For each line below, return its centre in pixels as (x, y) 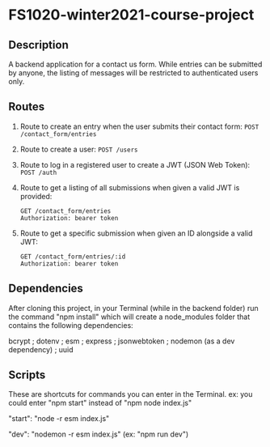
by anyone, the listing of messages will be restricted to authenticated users (133, 73)
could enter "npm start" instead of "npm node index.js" (100, 403)
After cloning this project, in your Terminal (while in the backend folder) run (133, 308)
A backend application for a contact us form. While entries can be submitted (135, 64)
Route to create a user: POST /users (79, 149)
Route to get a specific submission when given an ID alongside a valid (136, 233)
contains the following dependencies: (71, 325)
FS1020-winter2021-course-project (131, 15)
